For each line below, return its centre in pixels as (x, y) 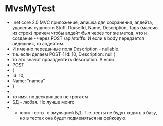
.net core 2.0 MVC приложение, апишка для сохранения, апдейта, (83, 22)
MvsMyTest (30, 9)
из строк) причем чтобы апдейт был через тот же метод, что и (79, 33)
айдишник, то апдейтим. (38, 43)
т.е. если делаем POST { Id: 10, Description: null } (64, 54)
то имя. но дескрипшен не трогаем (50, 97)
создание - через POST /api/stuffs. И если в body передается (78, 38)
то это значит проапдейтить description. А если (63, 59)
